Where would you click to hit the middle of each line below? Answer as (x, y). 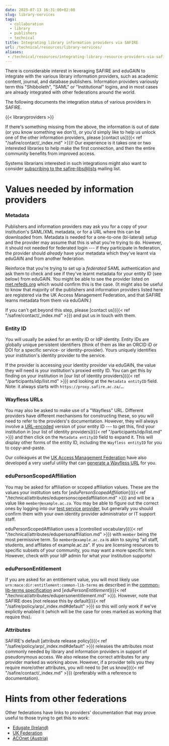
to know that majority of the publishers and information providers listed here (84, 289)
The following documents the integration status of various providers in (78, 102)
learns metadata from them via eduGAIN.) (48, 300)
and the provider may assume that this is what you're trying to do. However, (84, 242)
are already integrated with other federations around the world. (70, 92)
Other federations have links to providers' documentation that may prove (80, 713)
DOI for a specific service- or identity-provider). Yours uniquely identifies (81, 350)
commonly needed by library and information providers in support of (76, 651)
